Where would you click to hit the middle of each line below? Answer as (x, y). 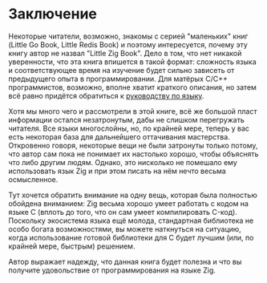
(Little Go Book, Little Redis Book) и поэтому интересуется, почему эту (128, 44)
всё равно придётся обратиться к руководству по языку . (106, 95)
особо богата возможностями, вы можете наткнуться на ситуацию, (125, 228)
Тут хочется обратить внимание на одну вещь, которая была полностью (133, 195)
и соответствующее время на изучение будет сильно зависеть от (121, 70)
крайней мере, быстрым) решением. (72, 246)
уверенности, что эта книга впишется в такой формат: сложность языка (132, 62)
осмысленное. (33, 179)
